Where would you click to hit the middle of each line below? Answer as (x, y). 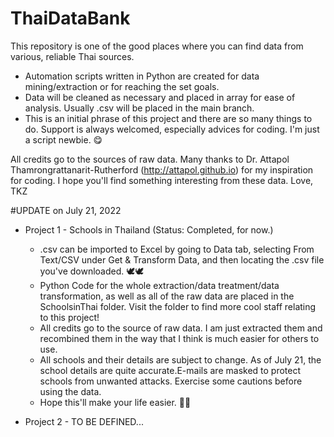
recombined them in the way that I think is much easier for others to (179, 338)
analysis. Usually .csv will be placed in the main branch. (139, 108)
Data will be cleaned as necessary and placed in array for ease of (160, 97)
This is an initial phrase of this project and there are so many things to (168, 118)
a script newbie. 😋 (63, 139)
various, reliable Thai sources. (72, 56)
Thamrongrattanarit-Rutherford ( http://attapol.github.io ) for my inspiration (162, 169)
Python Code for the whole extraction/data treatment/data (159, 285)
